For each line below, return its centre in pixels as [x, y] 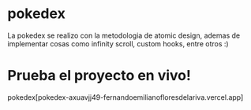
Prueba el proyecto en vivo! [99, 76]
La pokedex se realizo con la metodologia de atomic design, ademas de [124, 35]
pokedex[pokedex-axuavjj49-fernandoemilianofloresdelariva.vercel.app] [126, 97]
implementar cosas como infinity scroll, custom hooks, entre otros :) [118, 43]
